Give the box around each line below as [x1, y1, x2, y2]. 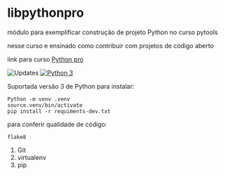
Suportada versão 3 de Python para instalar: [7, 82, 135, 90]
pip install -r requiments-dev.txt [7, 108, 111, 115]
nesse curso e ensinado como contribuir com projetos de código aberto [7, 41, 215, 50]
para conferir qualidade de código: [7, 120, 107, 129]
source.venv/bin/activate [7, 101, 82, 109]
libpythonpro [7, 5, 85, 21]
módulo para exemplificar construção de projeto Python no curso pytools [7, 28, 218, 36]
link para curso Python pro [7, 54, 84, 64]
